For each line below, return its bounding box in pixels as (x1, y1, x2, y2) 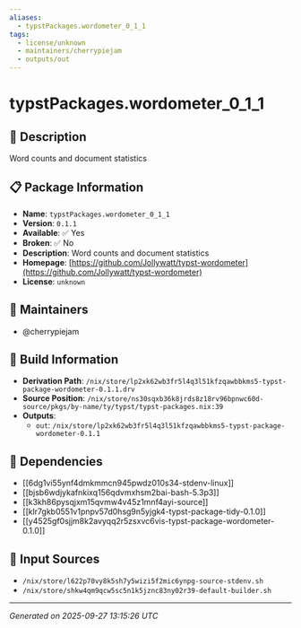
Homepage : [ (21, 257, 73, 267)
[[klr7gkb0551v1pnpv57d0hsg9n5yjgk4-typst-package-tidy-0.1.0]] (21, 506, 266, 517)
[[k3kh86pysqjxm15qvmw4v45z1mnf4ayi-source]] (21, 497, 209, 508)
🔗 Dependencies (9, 454, 103, 469)
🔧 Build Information (9, 352, 119, 368)
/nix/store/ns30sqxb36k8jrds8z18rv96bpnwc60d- (86, 395, 264, 404)
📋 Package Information (9, 180, 144, 196)
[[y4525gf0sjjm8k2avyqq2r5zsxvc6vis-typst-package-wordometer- (21, 516, 275, 527)
